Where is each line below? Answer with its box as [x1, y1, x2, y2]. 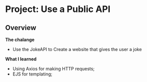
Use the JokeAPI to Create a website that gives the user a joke [12, 46, 142, 52]
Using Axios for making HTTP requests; [12, 66, 95, 71]
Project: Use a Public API [5, 3, 111, 15]
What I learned [5, 56, 37, 62]
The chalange [5, 36, 35, 42]
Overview [5, 23, 37, 32]
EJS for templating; [12, 71, 53, 77]
